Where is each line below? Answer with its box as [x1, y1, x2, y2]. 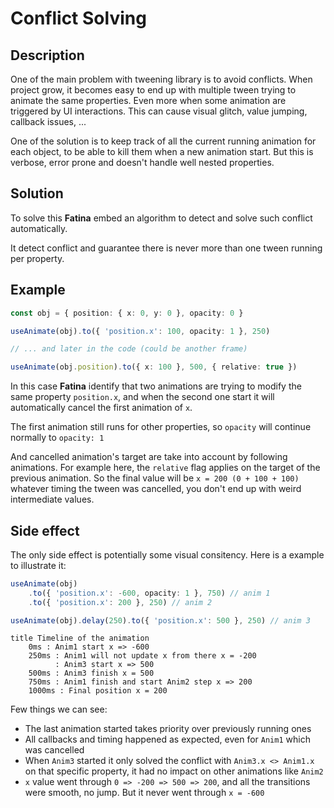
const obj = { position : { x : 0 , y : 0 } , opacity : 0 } [10, 308, 244, 318]
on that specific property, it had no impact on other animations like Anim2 [24, 765, 324, 777]
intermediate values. [10, 493, 95, 506]
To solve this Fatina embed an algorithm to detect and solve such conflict [10, 212, 313, 224]
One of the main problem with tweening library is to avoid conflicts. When [10, 73, 313, 85]
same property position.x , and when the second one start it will [10, 391, 275, 403]
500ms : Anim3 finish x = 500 [28, 668, 155, 679]
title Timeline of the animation [10, 633, 150, 644]
